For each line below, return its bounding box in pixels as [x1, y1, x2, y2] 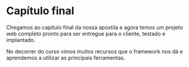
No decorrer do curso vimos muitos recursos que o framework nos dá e [6, 47, 184, 55]
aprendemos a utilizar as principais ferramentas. [6, 54, 126, 61]
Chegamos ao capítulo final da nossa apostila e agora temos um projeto [6, 24, 184, 31]
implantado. [6, 36, 36, 43]
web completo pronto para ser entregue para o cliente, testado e [6, 30, 166, 37]
